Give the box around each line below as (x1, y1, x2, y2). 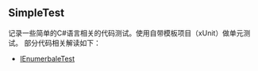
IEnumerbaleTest (19, 54, 75, 63)
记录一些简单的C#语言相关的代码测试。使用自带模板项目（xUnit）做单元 (8, 28, 244, 38)
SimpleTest (8, 6, 65, 20)
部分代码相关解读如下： (23, 38, 101, 47)
